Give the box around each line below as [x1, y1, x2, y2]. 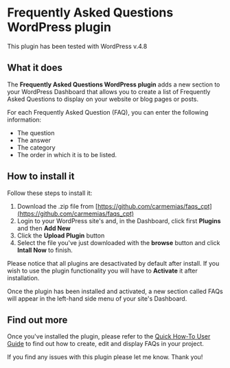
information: [7, 115, 42, 124]
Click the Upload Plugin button [16, 231, 105, 240]
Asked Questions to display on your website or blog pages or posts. [7, 95, 199, 103]
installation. [7, 273, 40, 282]
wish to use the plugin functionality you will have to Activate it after [7, 266, 198, 275]
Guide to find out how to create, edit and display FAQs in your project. [7, 340, 204, 348]
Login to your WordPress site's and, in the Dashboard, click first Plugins [16, 216, 221, 225]
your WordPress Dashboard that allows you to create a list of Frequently [7, 87, 211, 95]
